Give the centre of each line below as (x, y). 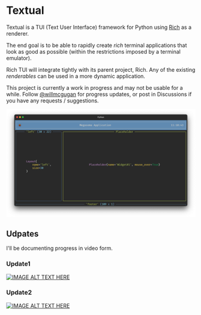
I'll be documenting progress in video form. (59, 248)
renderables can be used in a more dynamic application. (76, 76)
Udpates (22, 233)
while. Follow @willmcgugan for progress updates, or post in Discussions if (99, 94)
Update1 (19, 264)
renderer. (17, 33)
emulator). (19, 58)
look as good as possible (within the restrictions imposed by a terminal (94, 51)
